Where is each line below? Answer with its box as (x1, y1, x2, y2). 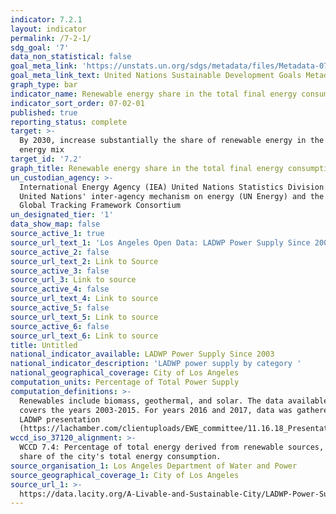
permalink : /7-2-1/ (10, 33, 92, 43)
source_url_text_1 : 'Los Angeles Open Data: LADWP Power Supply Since (10, 237, 311, 248)
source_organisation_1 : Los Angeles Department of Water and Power (10, 461, 298, 471)
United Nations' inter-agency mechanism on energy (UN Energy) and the (19, 191, 325, 201)
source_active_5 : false (10, 303, 110, 313)
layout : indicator (10, 24, 87, 34)
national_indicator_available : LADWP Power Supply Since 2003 (10, 349, 275, 360)
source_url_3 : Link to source (10, 275, 137, 285)
